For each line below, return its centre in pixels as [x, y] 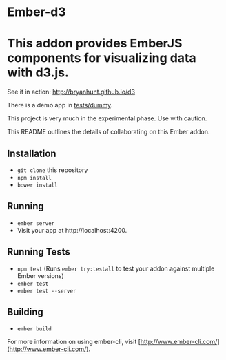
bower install [37, 185]
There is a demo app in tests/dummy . [60, 105]
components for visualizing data [102, 58]
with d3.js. [38, 73]
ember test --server [47, 291]
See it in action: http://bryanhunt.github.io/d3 [71, 92]
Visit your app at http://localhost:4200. [72, 230]
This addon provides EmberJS [95, 44]
